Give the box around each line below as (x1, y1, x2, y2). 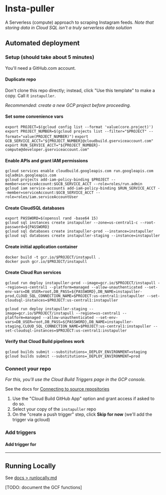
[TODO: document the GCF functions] (5, 485, 83, 491)
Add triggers (5, 429, 36, 436)
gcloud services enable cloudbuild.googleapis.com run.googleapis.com (5, 169, 154, 174)
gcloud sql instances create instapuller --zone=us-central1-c (5, 220, 138, 225)
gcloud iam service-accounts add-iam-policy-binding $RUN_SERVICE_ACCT (5, 186, 156, 191)
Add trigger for (5, 441, 37, 447)
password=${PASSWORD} (5, 225, 50, 230)
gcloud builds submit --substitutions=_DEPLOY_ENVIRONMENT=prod (5, 354, 140, 359)
